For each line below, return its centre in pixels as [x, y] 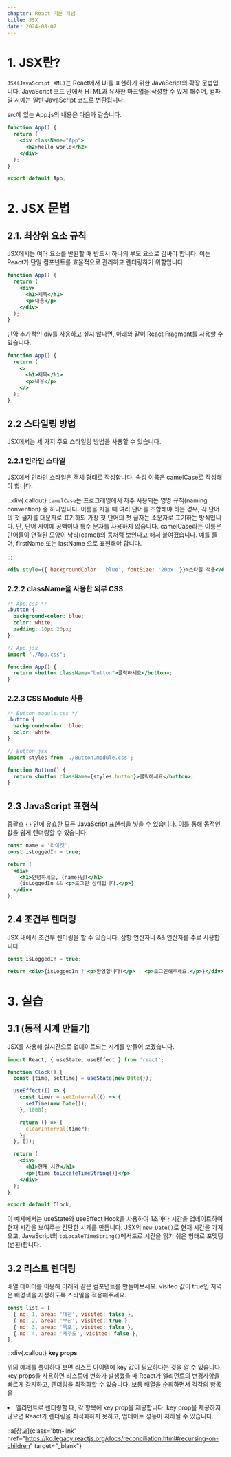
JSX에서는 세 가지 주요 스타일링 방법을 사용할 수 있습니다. [84, 442]
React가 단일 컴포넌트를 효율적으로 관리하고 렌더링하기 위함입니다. [96, 262]
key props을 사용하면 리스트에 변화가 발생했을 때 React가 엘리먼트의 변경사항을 [113, 1376]
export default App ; [37, 179]
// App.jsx [23, 648]
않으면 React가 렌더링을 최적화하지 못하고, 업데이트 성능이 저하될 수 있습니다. [111, 1416]
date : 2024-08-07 [32, 26]
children [19, 1446]
